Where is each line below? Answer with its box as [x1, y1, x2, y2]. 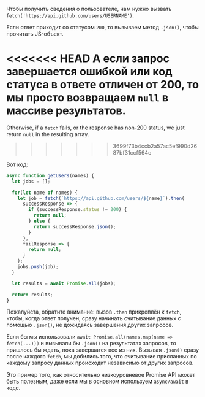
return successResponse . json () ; [33, 223, 116, 229]
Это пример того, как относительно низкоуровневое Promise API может [6, 371, 195, 379]
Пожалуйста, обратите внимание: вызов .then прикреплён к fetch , [6, 308, 182, 315]
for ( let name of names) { [12, 190, 78, 196]
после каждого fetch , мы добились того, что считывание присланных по [6, 353, 197, 360]
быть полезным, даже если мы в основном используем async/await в [6, 377, 188, 385]
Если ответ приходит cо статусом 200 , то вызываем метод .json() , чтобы [6, 24, 199, 31]
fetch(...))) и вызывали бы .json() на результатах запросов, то [6, 340, 176, 347]
